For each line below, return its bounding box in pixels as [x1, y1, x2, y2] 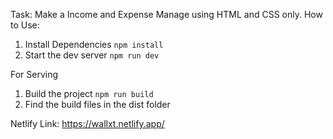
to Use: [10, 19, 40, 31]
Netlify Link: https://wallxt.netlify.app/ [10, 118, 165, 129]
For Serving [10, 69, 59, 80]
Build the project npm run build [24, 88, 154, 99]
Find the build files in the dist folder [24, 99, 171, 110]
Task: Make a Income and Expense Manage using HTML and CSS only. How [10, 9, 323, 20]
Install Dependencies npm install [24, 39, 164, 50]
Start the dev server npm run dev [24, 49, 160, 61]
